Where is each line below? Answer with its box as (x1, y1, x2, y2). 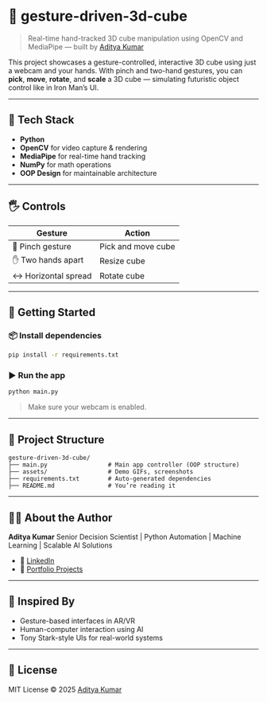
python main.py (8, 388, 59, 396)
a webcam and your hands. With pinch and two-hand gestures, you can (8, 65, 243, 75)
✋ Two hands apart (12, 254, 84, 265)
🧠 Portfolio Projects (19, 564, 83, 574)
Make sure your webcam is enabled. (27, 402, 147, 412)
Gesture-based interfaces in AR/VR (19, 616, 135, 626)
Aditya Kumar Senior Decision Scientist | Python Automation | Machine (8, 532, 242, 541)
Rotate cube (99, 270, 145, 281)
